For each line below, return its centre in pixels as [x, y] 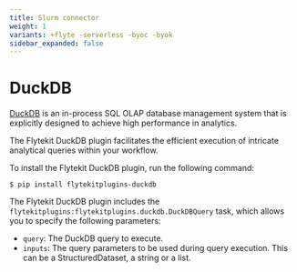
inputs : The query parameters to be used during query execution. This [155, 248]
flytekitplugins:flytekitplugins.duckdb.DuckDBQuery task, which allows [147, 211]
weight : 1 [28, 26]
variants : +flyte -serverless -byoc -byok [91, 35]
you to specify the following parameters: [85, 221]
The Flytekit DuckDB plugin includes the [85, 202]
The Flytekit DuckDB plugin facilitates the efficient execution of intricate [144, 141]
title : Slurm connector [55, 18]
